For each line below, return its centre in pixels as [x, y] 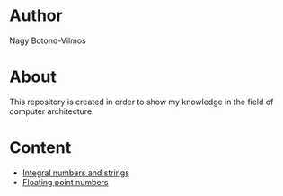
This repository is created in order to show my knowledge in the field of [141, 102]
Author [36, 16]
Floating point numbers [65, 182]
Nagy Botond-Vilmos [48, 40]
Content [40, 148]
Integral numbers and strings [76, 173]
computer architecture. [52, 111]
